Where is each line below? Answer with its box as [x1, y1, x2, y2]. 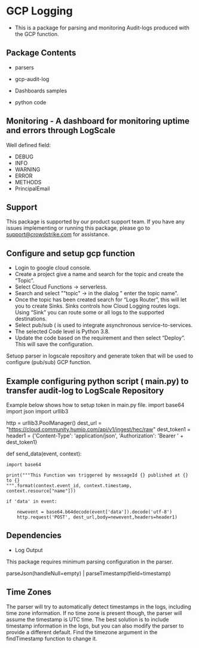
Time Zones [6, 587, 52, 598]
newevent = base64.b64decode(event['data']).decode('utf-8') [17, 509, 172, 515]
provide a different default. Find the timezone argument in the [6, 628, 158, 635]
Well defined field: [6, 141, 51, 148]
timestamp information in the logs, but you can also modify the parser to [6, 622, 184, 629]
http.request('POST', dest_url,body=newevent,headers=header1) [17, 514, 178, 520]
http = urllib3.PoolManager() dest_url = [6, 419, 102, 427]
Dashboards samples [14, 87, 68, 94]
